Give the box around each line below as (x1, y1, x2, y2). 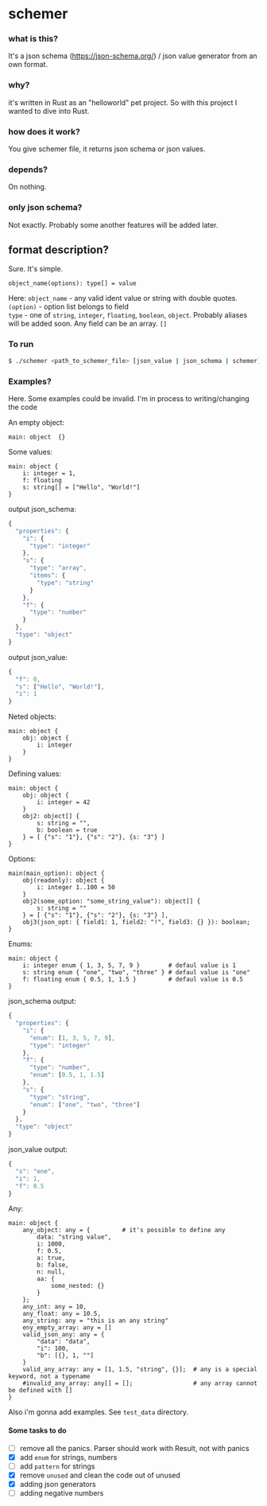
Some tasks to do (8, 1426, 67, 1435)
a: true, (37, 1254, 66, 1262)
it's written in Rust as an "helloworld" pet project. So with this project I (8, 97, 238, 107)
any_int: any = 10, (22, 1303, 87, 1311)
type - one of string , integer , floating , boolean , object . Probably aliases (8, 310, 248, 320)
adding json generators (19, 1479, 97, 1488)
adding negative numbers (19, 1488, 104, 1497)
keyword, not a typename (8, 1372, 91, 1381)
